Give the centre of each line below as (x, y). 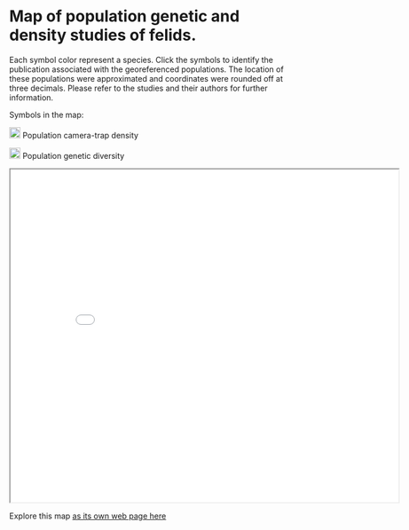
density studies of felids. (103, 35)
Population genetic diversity (73, 155)
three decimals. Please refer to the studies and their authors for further (138, 88)
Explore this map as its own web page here (88, 516)
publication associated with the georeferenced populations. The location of (146, 69)
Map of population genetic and (125, 16)
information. (31, 97)
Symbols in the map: (47, 115)
